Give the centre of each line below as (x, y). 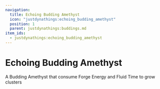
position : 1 (22, 24)
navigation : (18, 10)
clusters (14, 82)
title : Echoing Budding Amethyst (45, 15)
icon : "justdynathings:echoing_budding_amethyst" (63, 19)
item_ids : (16, 33)
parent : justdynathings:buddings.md (48, 29)
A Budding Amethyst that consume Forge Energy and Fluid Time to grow (80, 76)
